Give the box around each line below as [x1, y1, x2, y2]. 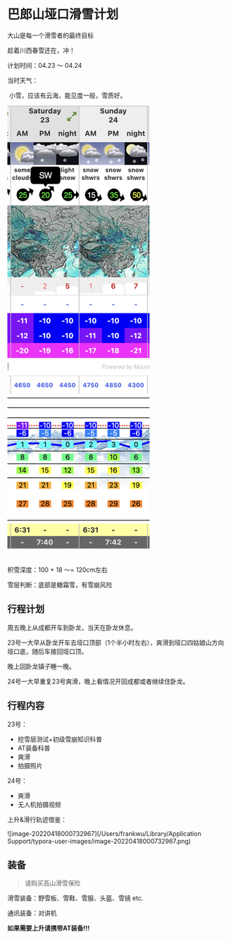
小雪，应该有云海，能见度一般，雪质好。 [8, 91, 127, 100]
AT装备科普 [17, 743, 51, 752]
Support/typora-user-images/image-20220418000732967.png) [7, 837, 192, 845]
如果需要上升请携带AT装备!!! [7, 924, 90, 933]
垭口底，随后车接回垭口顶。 [7, 647, 88, 655]
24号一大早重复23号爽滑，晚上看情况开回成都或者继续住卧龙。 [7, 677, 189, 686]
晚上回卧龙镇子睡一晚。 [7, 662, 75, 671]
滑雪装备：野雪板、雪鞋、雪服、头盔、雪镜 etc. [7, 894, 144, 902]
